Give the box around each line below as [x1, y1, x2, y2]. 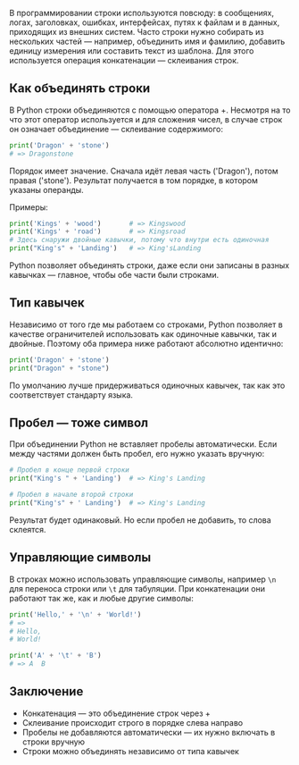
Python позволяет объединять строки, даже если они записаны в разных [9, 260, 290, 271]
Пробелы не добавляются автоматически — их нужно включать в [21, 727, 276, 737]
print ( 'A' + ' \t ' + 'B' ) [9, 652, 102, 660]
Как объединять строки [9, 80, 150, 97]
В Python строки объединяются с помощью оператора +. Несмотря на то [9, 105, 291, 115]
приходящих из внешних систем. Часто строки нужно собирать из [9, 27, 265, 37]
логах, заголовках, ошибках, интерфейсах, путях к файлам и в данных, [9, 17, 280, 28]
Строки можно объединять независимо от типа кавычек [21, 745, 239, 756]
